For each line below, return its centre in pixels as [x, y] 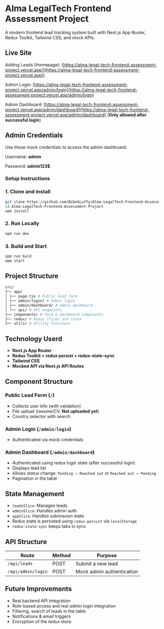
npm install [17, 211]
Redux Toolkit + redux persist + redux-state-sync [63, 356]
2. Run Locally [22, 224]
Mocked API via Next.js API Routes [48, 366]
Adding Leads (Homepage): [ [34, 64]
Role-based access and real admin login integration [64, 606]
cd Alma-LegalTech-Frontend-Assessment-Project [54, 206]
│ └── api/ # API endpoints [34, 310]
